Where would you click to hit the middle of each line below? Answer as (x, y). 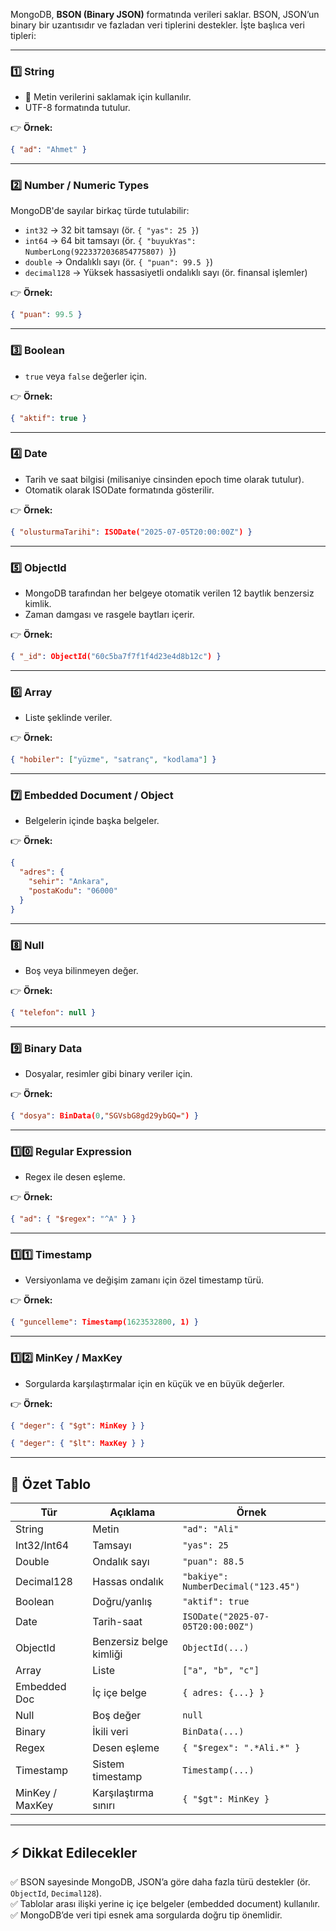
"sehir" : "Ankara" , (69, 882)
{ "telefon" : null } (53, 1012)
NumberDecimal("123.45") (241, 1587)
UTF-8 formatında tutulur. (77, 108)
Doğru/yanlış (122, 1602)
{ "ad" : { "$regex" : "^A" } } (73, 1219)
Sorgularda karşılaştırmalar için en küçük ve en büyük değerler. (154, 1383)
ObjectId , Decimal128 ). (56, 1893)
